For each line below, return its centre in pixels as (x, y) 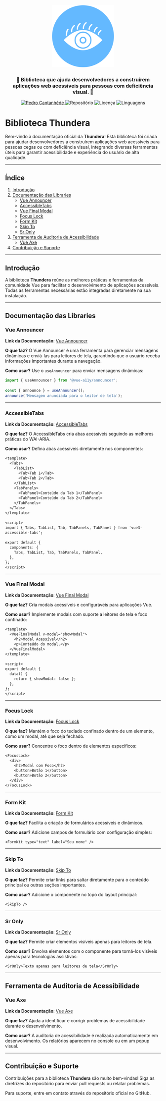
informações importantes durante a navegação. (54, 361)
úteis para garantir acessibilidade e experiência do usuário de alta (72, 152)
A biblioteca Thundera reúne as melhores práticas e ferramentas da (74, 280)
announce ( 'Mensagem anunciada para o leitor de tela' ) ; (64, 396)
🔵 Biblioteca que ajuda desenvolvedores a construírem (83, 80)
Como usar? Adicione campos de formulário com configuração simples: (79, 832)
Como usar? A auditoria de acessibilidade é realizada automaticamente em (82, 1035)
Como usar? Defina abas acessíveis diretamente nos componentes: (74, 448)
